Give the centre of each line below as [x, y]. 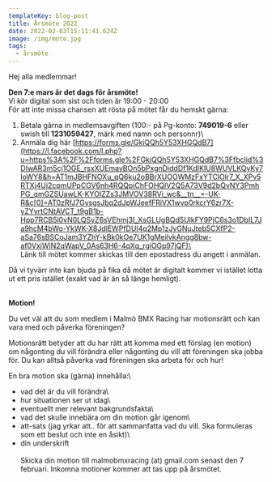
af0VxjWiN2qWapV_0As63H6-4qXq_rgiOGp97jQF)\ [106, 245]
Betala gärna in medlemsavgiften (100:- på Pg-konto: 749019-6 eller [134, 125]
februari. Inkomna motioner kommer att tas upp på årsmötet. [121, 469]
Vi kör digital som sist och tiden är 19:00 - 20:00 [89, 101]
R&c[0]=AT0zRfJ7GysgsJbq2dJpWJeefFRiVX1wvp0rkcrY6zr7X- [127, 203]
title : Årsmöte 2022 [43, 23]
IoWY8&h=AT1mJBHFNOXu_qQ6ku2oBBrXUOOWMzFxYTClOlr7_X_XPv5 [140, 177]
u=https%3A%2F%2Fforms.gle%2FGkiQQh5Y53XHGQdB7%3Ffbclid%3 [142, 160]
